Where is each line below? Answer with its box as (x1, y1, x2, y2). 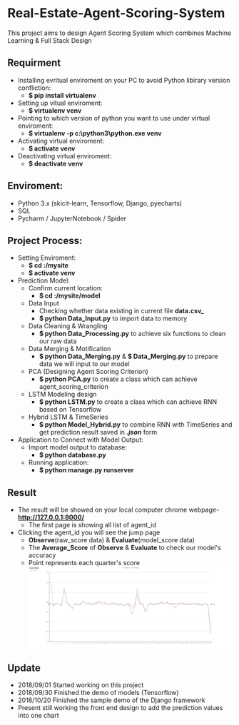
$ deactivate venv (28, 159, 83, 168)
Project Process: (7, 234, 83, 247)
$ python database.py (39, 451, 106, 460)
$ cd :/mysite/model (39, 291, 101, 300)
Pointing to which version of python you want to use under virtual (17, 113, 210, 122)
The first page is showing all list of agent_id (28, 521, 157, 529)
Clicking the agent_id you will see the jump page (17, 528, 161, 537)
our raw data (39, 337, 77, 345)
